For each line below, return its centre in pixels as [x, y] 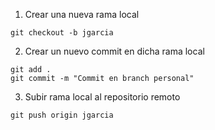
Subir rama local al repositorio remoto [102, 97]
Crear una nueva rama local [82, 14]
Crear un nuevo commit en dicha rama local [114, 51]
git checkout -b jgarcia [62, 33]
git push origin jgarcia [62, 115]
